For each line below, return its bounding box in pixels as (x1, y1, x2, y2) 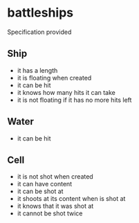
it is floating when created (17, 73, 92, 82)
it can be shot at (17, 187, 64, 195)
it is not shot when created (17, 172, 93, 181)
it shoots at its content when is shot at (17, 195, 126, 203)
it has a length (17, 66, 58, 74)
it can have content (17, 180, 73, 188)
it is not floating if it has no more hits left (17, 96, 132, 104)
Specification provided (7, 28, 72, 36)
